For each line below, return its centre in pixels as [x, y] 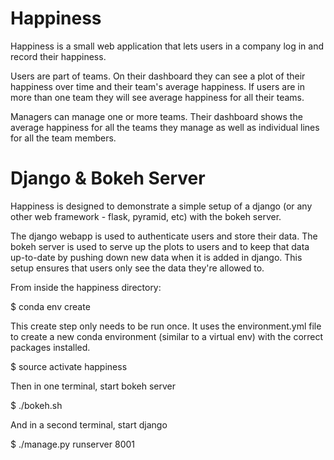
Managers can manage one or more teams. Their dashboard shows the [156, 116]
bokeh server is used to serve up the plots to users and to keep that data [160, 246]
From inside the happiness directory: [86, 287]
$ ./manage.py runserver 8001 [72, 444]
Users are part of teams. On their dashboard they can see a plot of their [158, 76]
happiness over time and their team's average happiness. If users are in [157, 86]
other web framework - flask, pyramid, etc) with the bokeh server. [146, 216]
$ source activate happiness [69, 366]
